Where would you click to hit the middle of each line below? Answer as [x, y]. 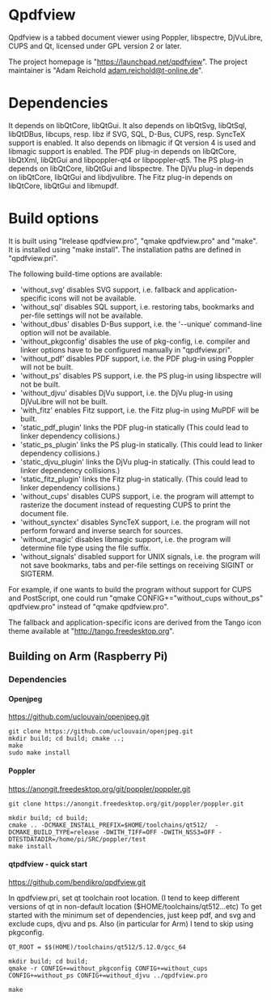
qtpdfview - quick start [48, 864]
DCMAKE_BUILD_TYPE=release [54, 832]
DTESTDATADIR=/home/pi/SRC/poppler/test [78, 839]
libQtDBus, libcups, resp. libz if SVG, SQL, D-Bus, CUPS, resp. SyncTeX [127, 134]
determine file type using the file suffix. [85, 548]
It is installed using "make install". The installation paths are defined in [125, 250]
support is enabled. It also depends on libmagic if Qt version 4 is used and [132, 143]
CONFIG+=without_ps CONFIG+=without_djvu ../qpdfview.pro [108, 975]
